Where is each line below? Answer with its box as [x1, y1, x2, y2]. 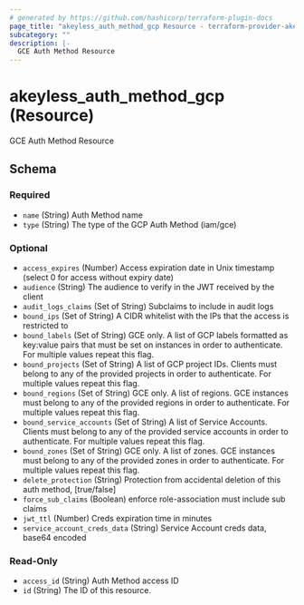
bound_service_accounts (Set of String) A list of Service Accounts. [22, 416, 269, 427]
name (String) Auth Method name [22, 210, 143, 220]
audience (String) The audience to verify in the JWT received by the [22, 282, 275, 293]
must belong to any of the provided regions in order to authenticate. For [22, 397, 290, 408]
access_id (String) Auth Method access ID [22, 575, 179, 586]
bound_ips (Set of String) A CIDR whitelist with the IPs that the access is [22, 310, 290, 322]
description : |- [9, 38, 71, 48]
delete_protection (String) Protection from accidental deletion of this [22, 474, 281, 485]
